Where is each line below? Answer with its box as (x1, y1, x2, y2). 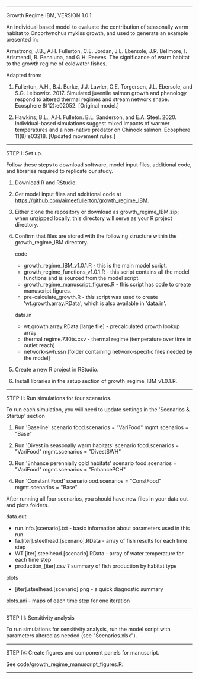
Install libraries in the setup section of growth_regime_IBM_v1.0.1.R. (14, 378, 178, 384)
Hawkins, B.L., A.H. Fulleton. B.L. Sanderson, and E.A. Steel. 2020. (14, 114, 176, 121)
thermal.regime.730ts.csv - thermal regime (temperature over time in (23, 335, 192, 342)
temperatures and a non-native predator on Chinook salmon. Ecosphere (14, 126, 191, 133)
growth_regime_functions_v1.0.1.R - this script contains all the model (23, 268, 190, 275)
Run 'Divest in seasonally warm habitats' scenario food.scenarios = (14, 442, 179, 449)
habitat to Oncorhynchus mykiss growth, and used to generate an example (6, 30, 188, 36)
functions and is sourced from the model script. (23, 275, 140, 281)
